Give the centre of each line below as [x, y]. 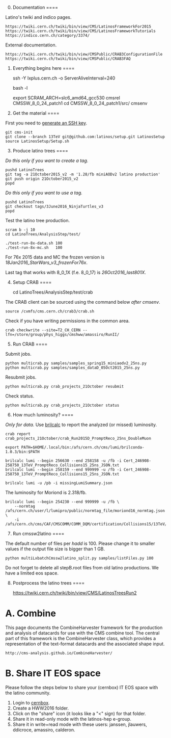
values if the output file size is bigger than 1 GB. [55, 549]
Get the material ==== [36, 113]
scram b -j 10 [20, 230]
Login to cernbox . [31, 702]
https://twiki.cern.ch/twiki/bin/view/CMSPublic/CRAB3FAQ [68, 59]
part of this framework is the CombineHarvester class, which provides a [81, 638]
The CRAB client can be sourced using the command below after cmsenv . [83, 302]
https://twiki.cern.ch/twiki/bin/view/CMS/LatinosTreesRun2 [75, 593]
